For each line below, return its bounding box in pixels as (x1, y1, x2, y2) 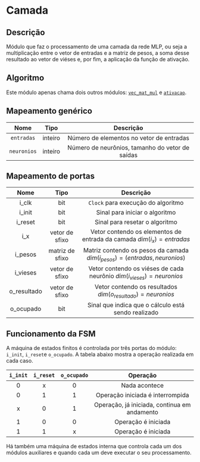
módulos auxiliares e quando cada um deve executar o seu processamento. (6, 449, 192, 456)
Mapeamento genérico (6, 106, 92, 116)
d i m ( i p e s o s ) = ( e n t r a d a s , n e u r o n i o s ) (86, 254, 186, 263)
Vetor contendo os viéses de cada (88, 264, 184, 273)
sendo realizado (113, 308, 159, 317)
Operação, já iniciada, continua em (94, 401, 191, 408)
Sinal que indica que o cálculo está (87, 301, 185, 310)
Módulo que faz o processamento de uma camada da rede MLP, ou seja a (6, 43, 187, 50)
